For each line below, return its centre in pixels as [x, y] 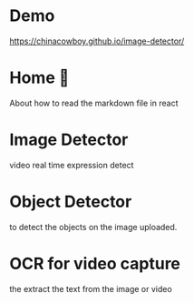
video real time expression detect [72, 165]
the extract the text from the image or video [91, 288]
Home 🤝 [39, 78]
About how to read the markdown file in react [94, 103]
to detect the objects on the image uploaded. [93, 227]
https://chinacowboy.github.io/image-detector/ [97, 41]
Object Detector [71, 202]
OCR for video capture [95, 263]
